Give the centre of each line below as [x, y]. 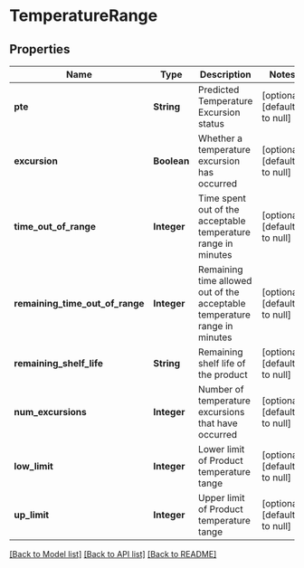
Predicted [218, 90]
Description [225, 75]
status [211, 123]
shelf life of [222, 363]
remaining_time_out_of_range [79, 303]
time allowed [225, 281]
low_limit [34, 466]
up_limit [32, 515]
